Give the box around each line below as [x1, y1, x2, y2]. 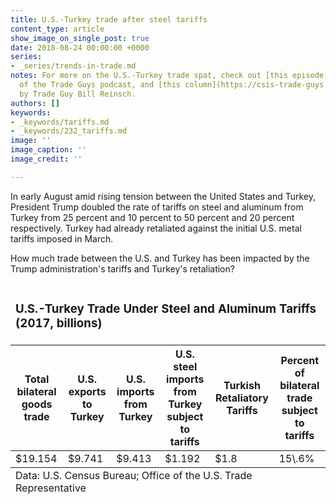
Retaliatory [214, 391, 269, 405]
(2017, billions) [15, 315, 103, 331]
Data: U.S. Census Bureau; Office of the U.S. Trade [15, 468, 253, 482]
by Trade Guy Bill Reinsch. [19, 89, 137, 99]
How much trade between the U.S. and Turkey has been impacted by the [10, 252, 310, 264]
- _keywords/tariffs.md [10, 117, 110, 127]
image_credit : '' [10, 154, 83, 164]
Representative [15, 481, 87, 495]
